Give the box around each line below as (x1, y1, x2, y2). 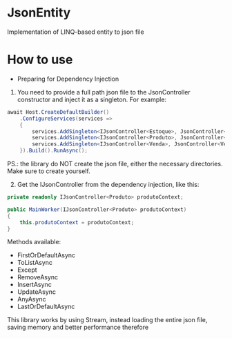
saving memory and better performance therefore (7, 323, 149, 332)
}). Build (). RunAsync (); (19, 147, 88, 155)
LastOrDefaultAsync (17, 302, 75, 311)
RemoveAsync (17, 273, 59, 281)
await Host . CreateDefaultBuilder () (7, 108, 110, 115)
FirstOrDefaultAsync (17, 251, 76, 259)
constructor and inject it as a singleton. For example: (17, 95, 167, 103)
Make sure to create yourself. (7, 167, 91, 175)
